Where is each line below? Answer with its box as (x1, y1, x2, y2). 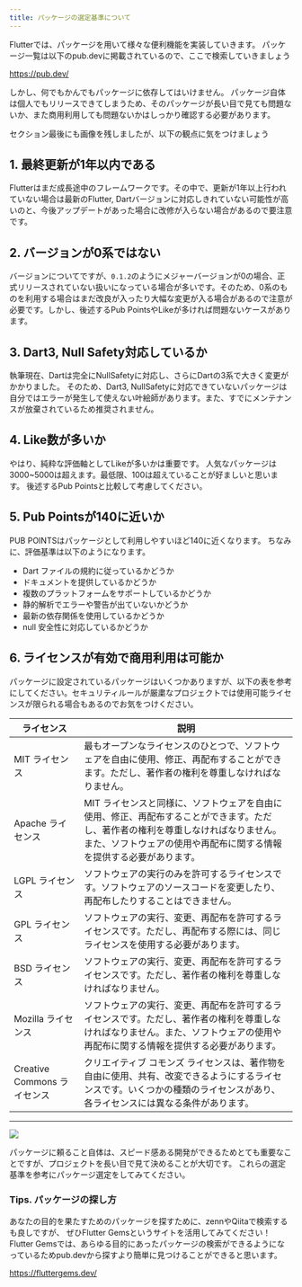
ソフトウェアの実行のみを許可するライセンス (84, 867, 273, 880)
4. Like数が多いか (9, 432, 106, 448)
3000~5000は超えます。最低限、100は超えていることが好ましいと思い (9, 469, 271, 480)
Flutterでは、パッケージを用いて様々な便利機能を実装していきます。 (9, 39, 261, 49)
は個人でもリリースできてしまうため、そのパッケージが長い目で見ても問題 (9, 98, 285, 109)
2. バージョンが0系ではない (9, 244, 162, 261)
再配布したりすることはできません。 (84, 894, 237, 907)
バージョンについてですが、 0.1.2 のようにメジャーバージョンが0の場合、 (9, 271, 278, 281)
